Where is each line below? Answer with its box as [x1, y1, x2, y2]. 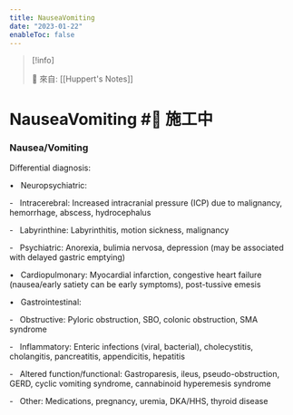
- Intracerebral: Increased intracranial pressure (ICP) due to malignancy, [9, 197, 283, 208]
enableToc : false [9, 30, 75, 39]
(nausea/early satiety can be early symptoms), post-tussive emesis [9, 278, 261, 290]
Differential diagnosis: [9, 162, 91, 173]
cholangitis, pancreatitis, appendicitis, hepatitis [9, 351, 186, 362]
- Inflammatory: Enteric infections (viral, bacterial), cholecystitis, [9, 341, 254, 352]
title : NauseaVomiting [9, 13, 95, 23]
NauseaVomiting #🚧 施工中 [9, 109, 213, 130]
